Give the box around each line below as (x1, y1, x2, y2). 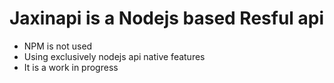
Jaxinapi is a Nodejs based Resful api (9, 7, 325, 30)
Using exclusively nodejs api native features (23, 50, 206, 62)
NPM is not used (23, 40, 93, 52)
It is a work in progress (23, 61, 119, 73)
